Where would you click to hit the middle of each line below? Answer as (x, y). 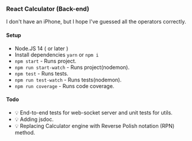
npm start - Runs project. (45, 61)
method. (25, 132)
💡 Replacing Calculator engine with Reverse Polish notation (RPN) (95, 126)
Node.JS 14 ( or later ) (41, 48)
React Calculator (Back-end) (48, 9)
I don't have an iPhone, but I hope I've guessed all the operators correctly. (96, 22)
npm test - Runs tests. (42, 73)
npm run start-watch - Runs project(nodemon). (72, 67)
